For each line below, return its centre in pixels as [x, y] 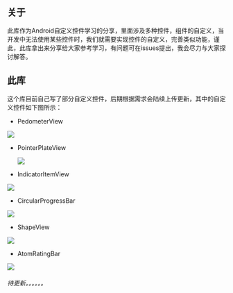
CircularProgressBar [46, 201]
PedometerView [40, 121]
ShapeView [33, 227]
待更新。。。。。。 [27, 283]
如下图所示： [44, 107]
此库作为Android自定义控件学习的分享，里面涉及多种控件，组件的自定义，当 [115, 31]
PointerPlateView [42, 147]
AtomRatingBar [39, 253]
